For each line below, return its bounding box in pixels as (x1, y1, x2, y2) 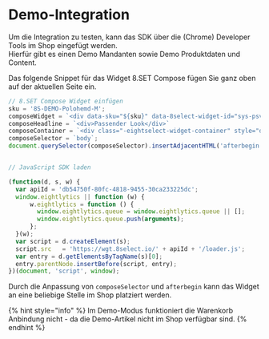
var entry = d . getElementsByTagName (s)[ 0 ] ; (15, 252, 163, 260)
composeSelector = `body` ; (8, 135, 98, 143)
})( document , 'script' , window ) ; (8, 267, 120, 276)
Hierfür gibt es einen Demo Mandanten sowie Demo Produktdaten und (8, 49, 241, 59)
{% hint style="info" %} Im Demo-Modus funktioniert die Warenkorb (8, 306, 234, 316)
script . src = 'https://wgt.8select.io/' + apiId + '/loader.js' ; (15, 244, 246, 253)
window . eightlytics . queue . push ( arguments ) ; (37, 215, 184, 224)
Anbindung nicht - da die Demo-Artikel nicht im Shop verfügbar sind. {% (8, 314, 247, 324)
